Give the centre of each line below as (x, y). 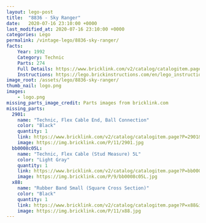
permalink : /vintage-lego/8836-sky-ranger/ (63, 40)
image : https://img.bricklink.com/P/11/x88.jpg (79, 211)
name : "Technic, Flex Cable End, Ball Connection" (83, 120)
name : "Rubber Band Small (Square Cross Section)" (83, 188)
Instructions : (35, 75)
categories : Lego (29, 35)
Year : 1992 (31, 52)
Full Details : (35, 69)
